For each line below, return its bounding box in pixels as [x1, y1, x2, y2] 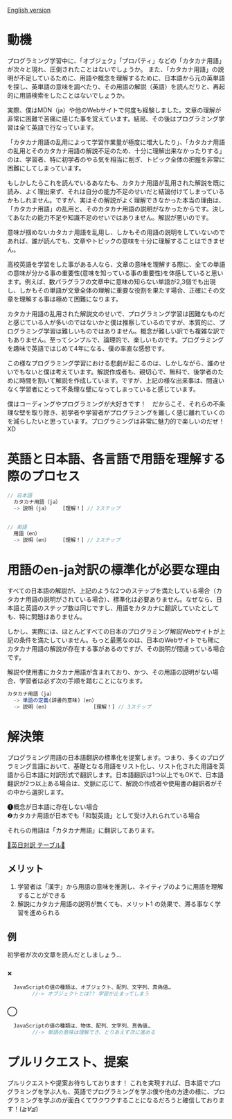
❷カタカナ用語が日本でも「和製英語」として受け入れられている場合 [7, 811, 201, 819]
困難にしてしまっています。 [7, 164, 85, 172]
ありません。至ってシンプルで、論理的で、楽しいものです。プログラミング [12, 336, 224, 344]
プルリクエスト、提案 [7, 1055, 129, 1070]
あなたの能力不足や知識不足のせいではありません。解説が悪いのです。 [12, 213, 213, 221]
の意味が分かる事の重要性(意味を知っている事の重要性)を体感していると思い [7, 268, 224, 277]
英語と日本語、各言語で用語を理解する [7, 451, 226, 467]
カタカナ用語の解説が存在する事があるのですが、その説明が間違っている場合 [7, 644, 226, 652]
